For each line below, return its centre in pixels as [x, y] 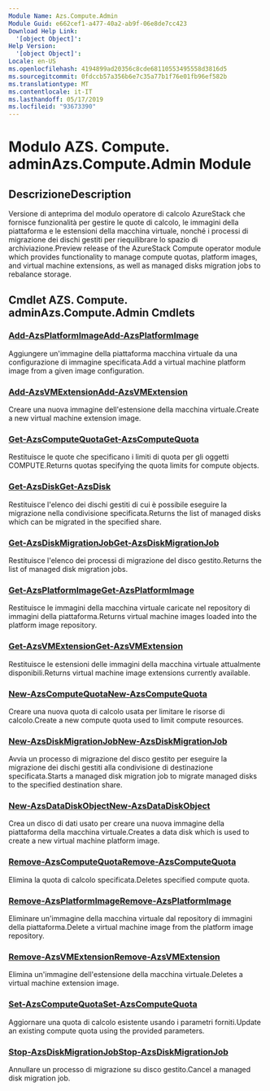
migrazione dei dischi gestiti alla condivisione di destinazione [111, 768]
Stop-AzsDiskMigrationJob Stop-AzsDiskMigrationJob [119, 1052]
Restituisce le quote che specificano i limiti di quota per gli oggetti [119, 457]
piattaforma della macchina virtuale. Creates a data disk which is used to [129, 832]
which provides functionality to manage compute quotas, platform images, [133, 257]
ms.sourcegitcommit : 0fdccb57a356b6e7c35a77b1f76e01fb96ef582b [118, 76]
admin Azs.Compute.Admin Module [130, 164]
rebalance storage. [40, 274]
